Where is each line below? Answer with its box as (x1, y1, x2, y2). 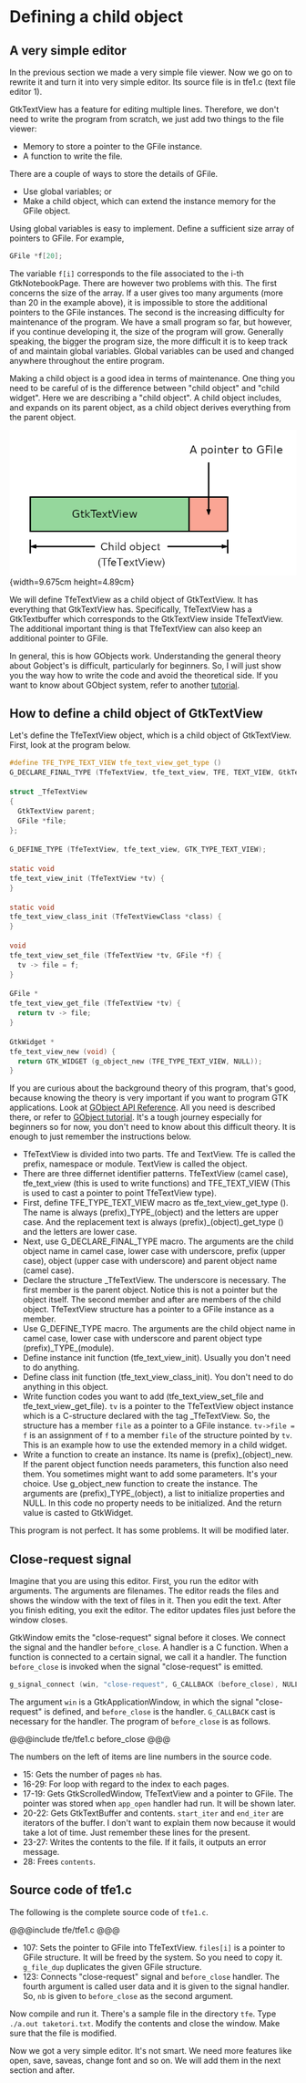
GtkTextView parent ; (17, 806, 96, 815)
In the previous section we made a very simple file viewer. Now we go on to (9, 67, 293, 78)
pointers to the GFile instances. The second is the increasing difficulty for (9, 306, 285, 317)
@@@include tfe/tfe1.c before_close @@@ (9, 1733, 171, 1744)
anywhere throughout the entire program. (9, 355, 165, 366)
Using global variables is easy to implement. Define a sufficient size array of (9, 223, 295, 233)
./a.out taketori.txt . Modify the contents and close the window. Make (9, 2017, 280, 2028)
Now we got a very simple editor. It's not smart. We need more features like (9, 2045, 292, 2056)
